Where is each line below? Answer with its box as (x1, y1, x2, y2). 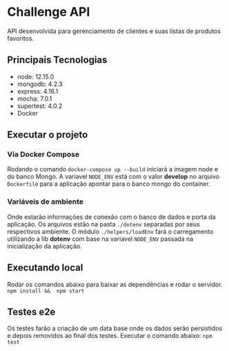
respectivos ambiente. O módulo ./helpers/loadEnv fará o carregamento (7, 227, 214, 235)
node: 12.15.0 (17, 72, 54, 81)
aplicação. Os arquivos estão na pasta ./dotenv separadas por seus (7, 220, 200, 228)
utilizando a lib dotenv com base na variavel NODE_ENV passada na (7, 235, 194, 243)
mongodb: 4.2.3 (17, 80, 63, 88)
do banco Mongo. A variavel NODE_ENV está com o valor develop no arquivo (7, 173, 220, 181)
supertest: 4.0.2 (17, 101, 63, 110)
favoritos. (7, 34, 34, 42)
